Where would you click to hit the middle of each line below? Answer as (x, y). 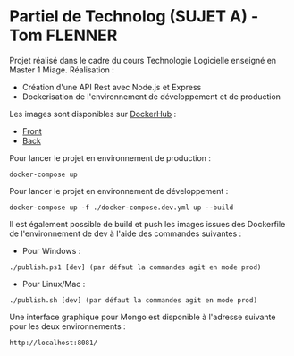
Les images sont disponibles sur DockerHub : (93, 114)
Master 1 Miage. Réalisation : (62, 70)
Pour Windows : (51, 250)
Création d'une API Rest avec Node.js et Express (112, 87)
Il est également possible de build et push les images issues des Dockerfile (147, 224)
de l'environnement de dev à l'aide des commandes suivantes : (126, 233)
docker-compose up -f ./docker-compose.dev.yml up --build (122, 208)
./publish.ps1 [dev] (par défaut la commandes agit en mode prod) (135, 267)
